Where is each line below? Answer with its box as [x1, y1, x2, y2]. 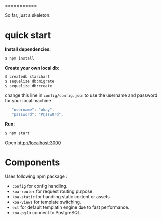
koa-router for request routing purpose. [12, 188, 94, 194]
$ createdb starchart [5, 74, 50, 79]
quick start [5, 30, 51, 41]
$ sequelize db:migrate [5, 79, 55, 84]
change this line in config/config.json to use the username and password [5, 92, 158, 98]
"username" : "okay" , [11, 107, 55, 112]
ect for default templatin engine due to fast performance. [12, 204, 130, 210]
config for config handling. [12, 183, 68, 189]
